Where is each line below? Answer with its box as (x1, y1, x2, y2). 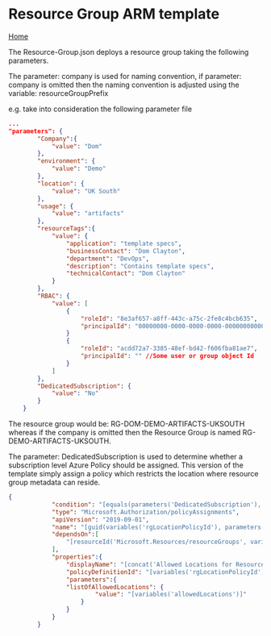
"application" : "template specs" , (65, 239, 182, 247)
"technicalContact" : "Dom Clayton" (65, 269, 186, 278)
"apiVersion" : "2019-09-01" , (51, 515, 150, 524)
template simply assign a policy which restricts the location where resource (8, 469, 259, 479)
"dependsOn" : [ (51, 530, 99, 538)
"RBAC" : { (37, 292, 70, 301)
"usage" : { (37, 202, 74, 210)
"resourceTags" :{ (37, 225, 95, 233)
